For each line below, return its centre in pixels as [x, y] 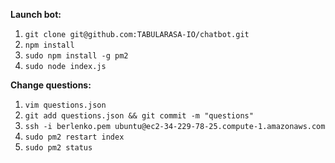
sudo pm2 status [58, 148]
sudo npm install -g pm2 [76, 56]
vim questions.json [65, 105]
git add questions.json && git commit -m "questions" [139, 116]
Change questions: [51, 85]
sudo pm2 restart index [74, 137]
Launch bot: [36, 14]
